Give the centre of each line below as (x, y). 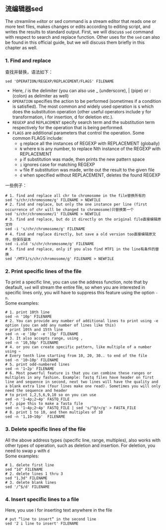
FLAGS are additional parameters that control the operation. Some (78, 133)
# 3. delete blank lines (31, 482)
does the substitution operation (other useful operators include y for (82, 112)
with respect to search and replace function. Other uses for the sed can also (83, 37)
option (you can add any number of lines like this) (61, 325)
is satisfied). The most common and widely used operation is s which (83, 106)
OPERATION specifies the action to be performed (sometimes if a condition (87, 101)
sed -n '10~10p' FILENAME (32, 360)
